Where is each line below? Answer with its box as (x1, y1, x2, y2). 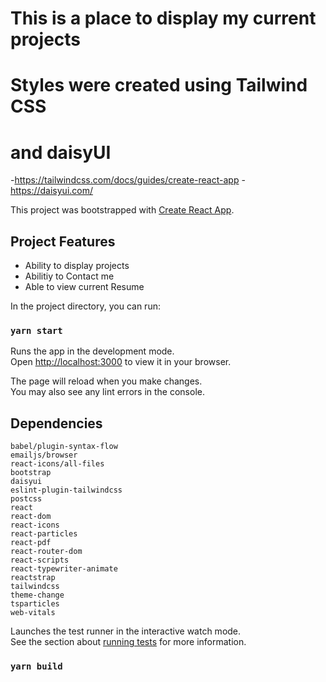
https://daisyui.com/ (10, 185, 94, 197)
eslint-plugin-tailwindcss (10, 485, 123, 496)
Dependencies (10, 415, 103, 432)
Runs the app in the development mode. (10, 345, 175, 357)
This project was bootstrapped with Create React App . (10, 204, 235, 216)
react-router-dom (10, 547, 83, 557)
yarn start (10, 325, 63, 337)
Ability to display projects (24, 260, 130, 272)
